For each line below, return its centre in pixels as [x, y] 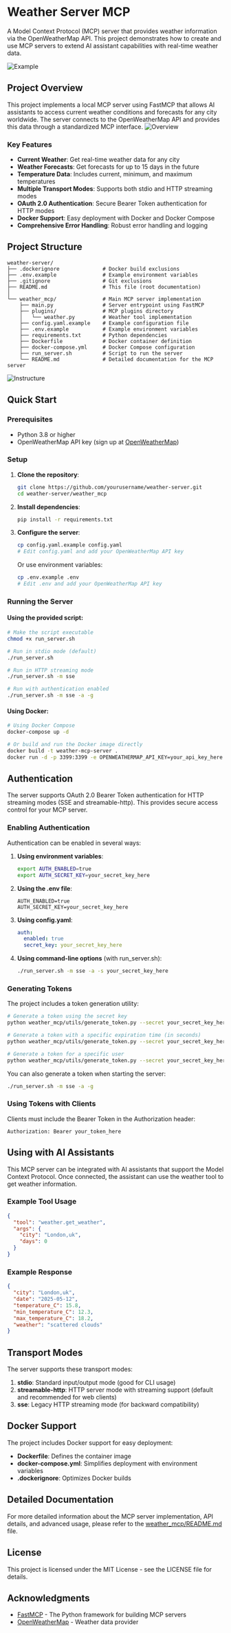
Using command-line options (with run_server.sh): [89, 958]
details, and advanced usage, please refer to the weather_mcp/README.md [114, 1523]
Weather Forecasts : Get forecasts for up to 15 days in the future [108, 167]
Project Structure [45, 247]
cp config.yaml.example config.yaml [69, 545]
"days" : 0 [34, 1242]
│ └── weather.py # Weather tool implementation [106, 317]
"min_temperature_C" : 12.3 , [54, 1312]
